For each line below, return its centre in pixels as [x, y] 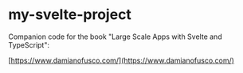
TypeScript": [29, 44]
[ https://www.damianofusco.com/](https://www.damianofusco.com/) [121, 60]
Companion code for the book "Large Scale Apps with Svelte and [115, 36]
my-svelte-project [70, 15]
